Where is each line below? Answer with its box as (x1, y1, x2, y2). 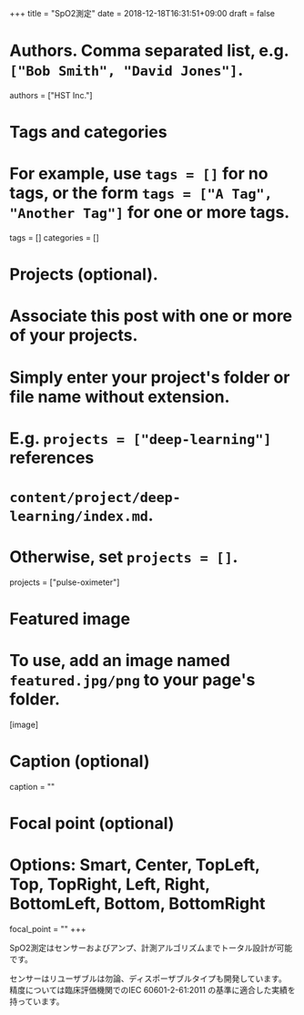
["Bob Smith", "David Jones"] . (9, 60, 244, 80)
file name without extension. (9, 386, 230, 407)
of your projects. (9, 325, 138, 346)
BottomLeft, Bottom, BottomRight (9, 894, 266, 914)
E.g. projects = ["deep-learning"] (9, 427, 272, 448)
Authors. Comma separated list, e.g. (9, 40, 289, 61)
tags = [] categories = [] (9, 232, 100, 243)
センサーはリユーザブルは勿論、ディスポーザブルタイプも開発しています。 (9, 973, 287, 984)
